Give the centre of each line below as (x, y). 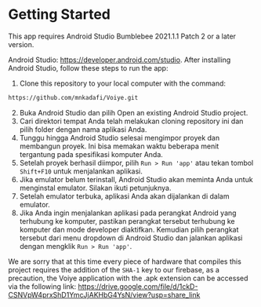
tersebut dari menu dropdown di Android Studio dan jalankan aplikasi (131, 238)
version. (21, 44)
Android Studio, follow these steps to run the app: (88, 68)
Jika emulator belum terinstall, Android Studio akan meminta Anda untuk (136, 179)
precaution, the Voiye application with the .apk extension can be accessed (128, 278)
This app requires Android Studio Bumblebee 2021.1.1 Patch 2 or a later (122, 36)
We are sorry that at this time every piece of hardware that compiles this (125, 261)
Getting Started (60, 15)
